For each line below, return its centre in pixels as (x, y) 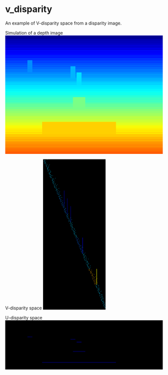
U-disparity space (24, 317)
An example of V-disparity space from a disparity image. (63, 23)
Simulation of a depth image (34, 33)
